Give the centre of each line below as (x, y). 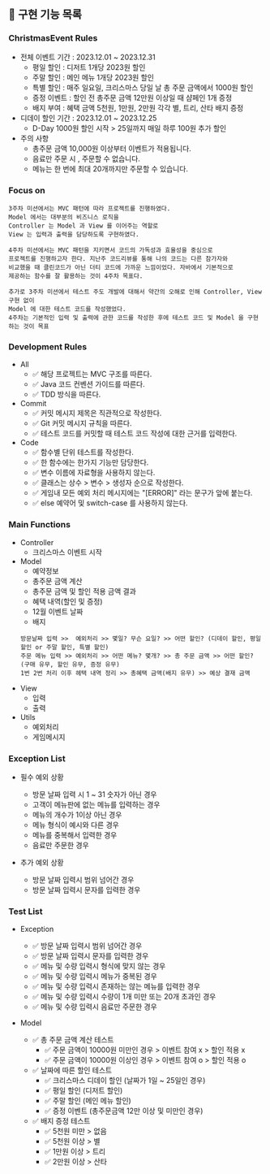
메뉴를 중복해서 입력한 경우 (75, 834)
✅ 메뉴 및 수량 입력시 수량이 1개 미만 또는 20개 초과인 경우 (124, 997)
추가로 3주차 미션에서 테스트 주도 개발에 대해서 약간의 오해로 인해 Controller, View (135, 292)
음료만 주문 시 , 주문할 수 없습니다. (86, 158)
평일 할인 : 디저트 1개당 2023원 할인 (89, 67)
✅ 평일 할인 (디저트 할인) (84, 1090)
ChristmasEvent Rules (53, 38)
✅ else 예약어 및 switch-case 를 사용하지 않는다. (110, 503)
